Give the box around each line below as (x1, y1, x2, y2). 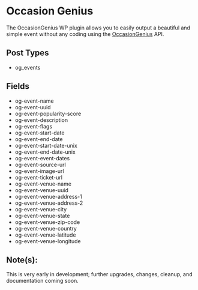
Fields (6, 81, 30, 91)
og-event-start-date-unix (14, 142, 78, 149)
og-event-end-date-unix (14, 148, 76, 156)
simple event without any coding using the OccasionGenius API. (6, 30, 164, 37)
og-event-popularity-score (14, 110, 82, 117)
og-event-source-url (14, 161, 66, 168)
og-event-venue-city (14, 205, 67, 213)
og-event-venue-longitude (14, 237, 81, 244)
